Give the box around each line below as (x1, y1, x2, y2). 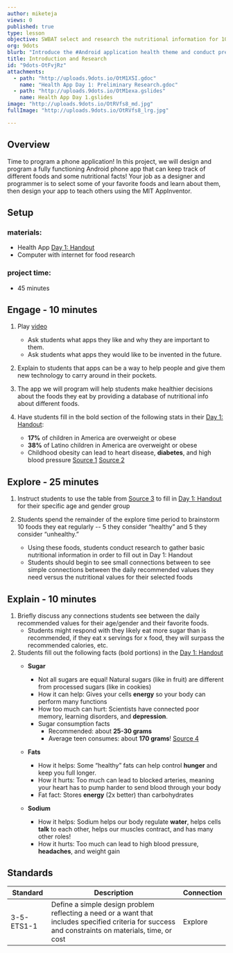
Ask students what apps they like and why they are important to (27, 336, 210, 344)
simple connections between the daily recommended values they (27, 566, 214, 574)
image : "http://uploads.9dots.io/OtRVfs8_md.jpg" (7, 101, 154, 108)
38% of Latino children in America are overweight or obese (27, 441, 198, 450)
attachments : (7, 68, 45, 75)
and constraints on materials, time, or (51, 925, 172, 935)
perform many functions (37, 697, 107, 705)
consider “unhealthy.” (17, 530, 80, 539)
